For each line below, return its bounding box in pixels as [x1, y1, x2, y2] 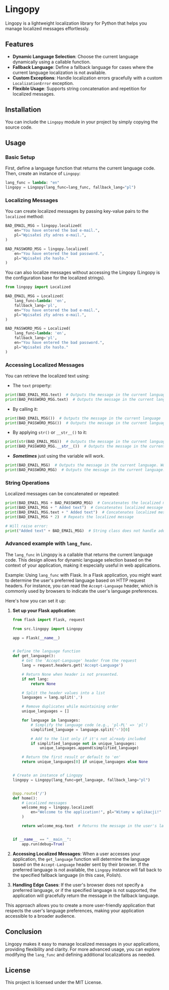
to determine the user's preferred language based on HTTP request [5, 577, 145, 583]
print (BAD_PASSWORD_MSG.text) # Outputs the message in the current [5, 397, 154, 402]
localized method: [5, 214, 44, 220]
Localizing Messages [5, 197, 58, 204]
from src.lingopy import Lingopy [12, 626, 83, 632]
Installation [5, 106, 41, 114]
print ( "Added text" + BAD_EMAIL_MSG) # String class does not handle [5, 528, 156, 533]
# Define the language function [12, 649, 80, 654]
